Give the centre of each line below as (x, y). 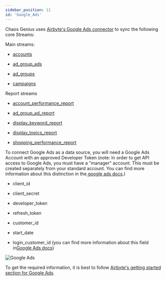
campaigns (24, 84)
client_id (21, 183)
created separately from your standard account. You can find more (75, 168)
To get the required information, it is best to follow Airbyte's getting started (83, 267)
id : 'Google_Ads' (24, 15)
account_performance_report (43, 103)
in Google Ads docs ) (33, 248)
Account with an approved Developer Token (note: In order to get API (77, 157)
